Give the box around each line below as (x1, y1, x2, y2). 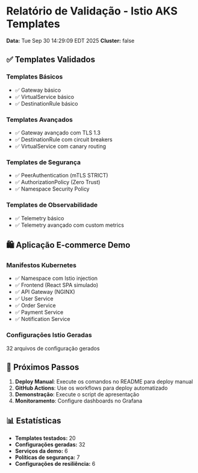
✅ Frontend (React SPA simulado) (14, 282, 99, 289)
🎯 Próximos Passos (6, 362, 79, 372)
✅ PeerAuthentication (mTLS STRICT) (14, 172, 108, 179)
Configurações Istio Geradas (6, 331, 92, 339)
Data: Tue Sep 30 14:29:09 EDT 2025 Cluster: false (6, 37, 135, 44)
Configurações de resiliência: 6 (14, 460, 96, 468)
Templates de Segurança (6, 158, 81, 167)
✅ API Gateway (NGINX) (14, 288, 75, 296)
